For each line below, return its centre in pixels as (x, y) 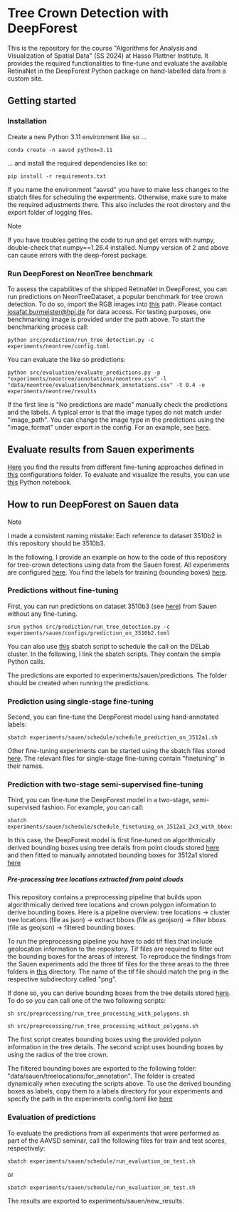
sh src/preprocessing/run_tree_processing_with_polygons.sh (99, 1014)
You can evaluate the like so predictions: (67, 359)
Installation (27, 121)
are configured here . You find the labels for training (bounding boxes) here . (117, 572)
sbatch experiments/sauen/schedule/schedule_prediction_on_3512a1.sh (113, 738)
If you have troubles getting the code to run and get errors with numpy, (111, 240)
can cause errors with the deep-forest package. (78, 255)
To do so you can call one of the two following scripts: (86, 1001)
